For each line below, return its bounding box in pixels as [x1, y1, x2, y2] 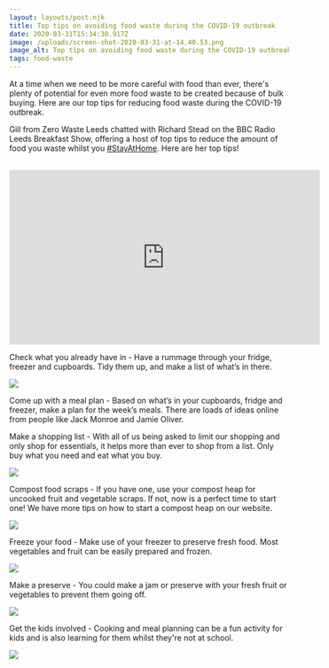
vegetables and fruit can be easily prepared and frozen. [9, 546, 213, 556]
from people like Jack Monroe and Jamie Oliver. [9, 414, 184, 424]
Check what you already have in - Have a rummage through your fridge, [9, 352, 272, 362]
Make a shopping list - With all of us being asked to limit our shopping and [9, 431, 280, 442]
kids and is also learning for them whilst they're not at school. [9, 633, 234, 643]
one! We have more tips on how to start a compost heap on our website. [9, 503, 273, 513]
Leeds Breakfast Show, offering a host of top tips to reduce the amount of [9, 134, 278, 144]
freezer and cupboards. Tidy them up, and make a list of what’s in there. [9, 361, 272, 372]
